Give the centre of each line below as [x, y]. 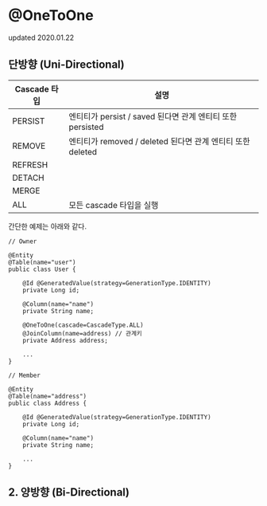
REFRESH [30, 164]
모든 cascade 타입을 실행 [114, 205]
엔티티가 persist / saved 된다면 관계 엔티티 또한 [153, 116]
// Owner [23, 241]
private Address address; [66, 340]
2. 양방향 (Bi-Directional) [69, 492]
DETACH [29, 178]
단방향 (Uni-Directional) [66, 65]
